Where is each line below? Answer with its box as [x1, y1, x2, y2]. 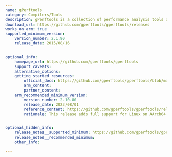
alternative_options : [14, 69, 60, 74]
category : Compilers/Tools [5, 12, 63, 17]
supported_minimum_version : [5, 31, 66, 36]
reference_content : [24, 107, 66, 112]
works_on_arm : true [5, 27, 47, 32]
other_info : [14, 139, 40, 145]
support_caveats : [14, 64, 52, 69]
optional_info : [5, 54, 38, 59]
